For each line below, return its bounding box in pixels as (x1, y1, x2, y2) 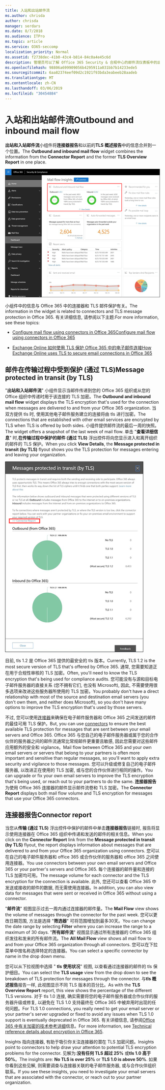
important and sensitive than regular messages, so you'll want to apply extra (5, 755, 160, 761)
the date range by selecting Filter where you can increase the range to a (5, 923, 152, 929)
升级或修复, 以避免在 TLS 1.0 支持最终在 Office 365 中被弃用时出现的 (13, 999, 152, 1005)
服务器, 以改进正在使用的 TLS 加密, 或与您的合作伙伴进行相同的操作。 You (5, 767, 153, 773)
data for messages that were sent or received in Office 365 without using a (5, 890, 157, 896)
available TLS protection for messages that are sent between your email (5, 726, 151, 732)
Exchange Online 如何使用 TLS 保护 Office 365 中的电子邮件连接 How (12, 345, 152, 351)
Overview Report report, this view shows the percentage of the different (5, 987, 152, 993)
